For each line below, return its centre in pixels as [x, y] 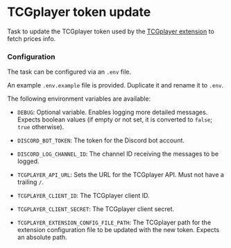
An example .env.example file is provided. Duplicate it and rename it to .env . [115, 85]
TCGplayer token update [79, 12]
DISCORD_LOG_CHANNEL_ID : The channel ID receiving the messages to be [118, 154]
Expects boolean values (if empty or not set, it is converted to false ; [115, 119]
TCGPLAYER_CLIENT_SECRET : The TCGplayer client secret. [96, 209]
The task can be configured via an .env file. [69, 72]
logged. [28, 161]
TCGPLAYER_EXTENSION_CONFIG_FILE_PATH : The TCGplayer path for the [114, 222]
